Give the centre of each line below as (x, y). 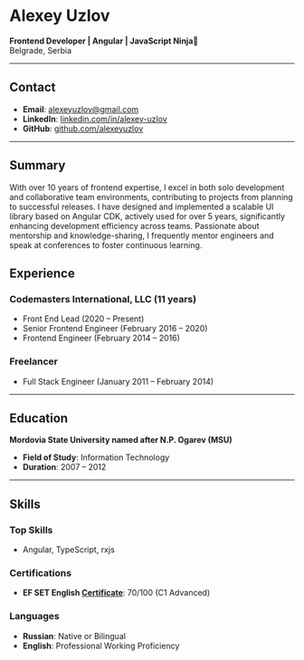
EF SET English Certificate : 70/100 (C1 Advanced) (116, 593)
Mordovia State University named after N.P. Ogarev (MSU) (121, 440)
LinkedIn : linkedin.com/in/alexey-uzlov (95, 119)
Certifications (41, 573)
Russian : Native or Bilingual (74, 636)
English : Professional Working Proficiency (101, 646)
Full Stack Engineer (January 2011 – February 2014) (118, 381)
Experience (42, 273)
